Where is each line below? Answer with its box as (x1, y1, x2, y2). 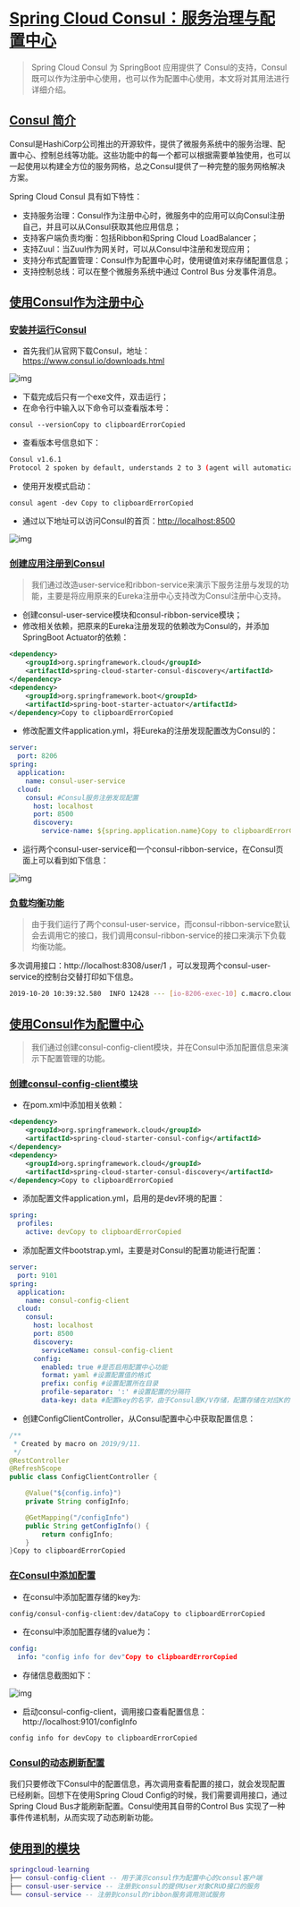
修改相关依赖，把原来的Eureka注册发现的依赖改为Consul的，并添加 (21, 621, 270, 632)
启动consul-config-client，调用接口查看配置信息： (21, 1707, 208, 1717)
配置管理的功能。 (46, 1053, 110, 1064)
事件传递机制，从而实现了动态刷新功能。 (9, 1812, 158, 1823)
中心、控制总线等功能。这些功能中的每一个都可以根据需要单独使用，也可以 (16, 149, 291, 160)
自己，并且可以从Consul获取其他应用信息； (21, 221, 181, 232)
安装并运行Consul (9, 324, 87, 336)
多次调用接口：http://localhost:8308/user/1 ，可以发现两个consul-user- (9, 960, 271, 971)
